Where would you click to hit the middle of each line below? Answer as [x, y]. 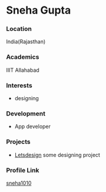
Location [19, 29]
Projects [18, 142]
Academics [23, 57]
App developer [33, 127]
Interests [19, 85]
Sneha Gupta [39, 10]
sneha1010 [19, 183]
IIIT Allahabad [23, 70]
